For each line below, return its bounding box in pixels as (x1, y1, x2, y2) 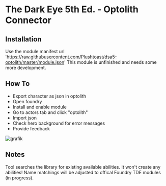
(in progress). (5, 175, 34, 181)
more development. (5, 65, 46, 71)
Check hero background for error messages (12, 120, 105, 126)
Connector (5, 14, 52, 26)
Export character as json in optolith (12, 93, 87, 99)
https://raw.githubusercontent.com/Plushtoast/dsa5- (7, 54, 117, 60)
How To (5, 79, 30, 88)
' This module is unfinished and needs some (64, 59, 157, 65)
